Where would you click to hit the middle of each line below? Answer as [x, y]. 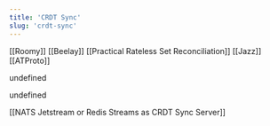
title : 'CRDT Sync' [45, 17]
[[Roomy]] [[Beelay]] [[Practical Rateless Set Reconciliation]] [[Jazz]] [135, 51]
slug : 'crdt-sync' [43, 26]
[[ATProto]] [30, 60]
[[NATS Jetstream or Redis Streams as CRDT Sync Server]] [118, 112]
